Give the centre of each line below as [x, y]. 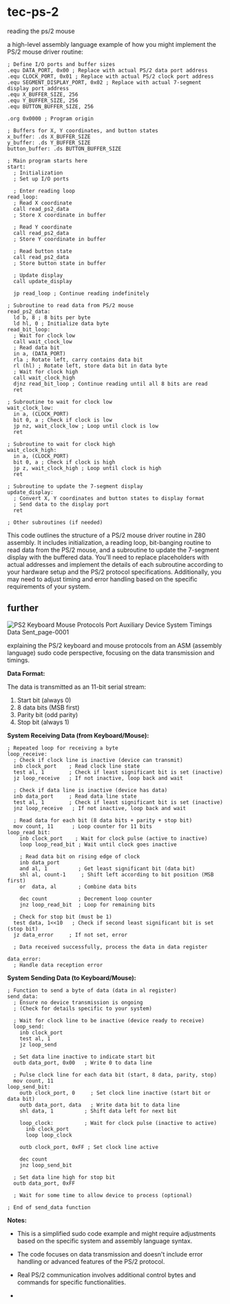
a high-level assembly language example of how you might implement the [112, 44]
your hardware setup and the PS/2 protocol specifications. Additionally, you [114, 572]
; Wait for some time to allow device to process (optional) [103, 1195]
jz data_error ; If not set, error [71, 935]
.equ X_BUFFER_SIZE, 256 [43, 94]
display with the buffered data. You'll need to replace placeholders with [108, 557]
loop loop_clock [49, 1135]
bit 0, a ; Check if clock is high [64, 462]
